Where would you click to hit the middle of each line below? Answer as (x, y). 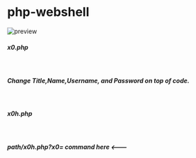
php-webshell (48, 12)
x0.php (18, 47)
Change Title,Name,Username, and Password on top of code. (98, 80)
